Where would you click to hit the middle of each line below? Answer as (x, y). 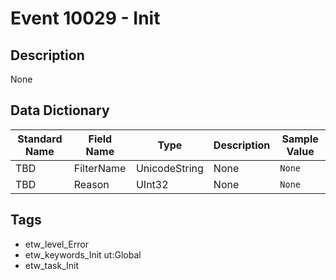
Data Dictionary (60, 110)
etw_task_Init (52, 265)
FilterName (100, 168)
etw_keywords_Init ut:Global (83, 254)
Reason (91, 184)
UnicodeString (169, 168)
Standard (40, 139)
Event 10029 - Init (85, 18)
